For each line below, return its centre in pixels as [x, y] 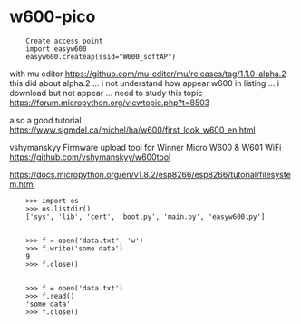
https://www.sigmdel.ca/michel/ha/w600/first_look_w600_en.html [132, 130]
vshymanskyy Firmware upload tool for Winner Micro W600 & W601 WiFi [146, 147]
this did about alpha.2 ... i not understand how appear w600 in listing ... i [144, 83]
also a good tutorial [45, 120]
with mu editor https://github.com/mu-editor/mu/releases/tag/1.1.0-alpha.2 [148, 74]
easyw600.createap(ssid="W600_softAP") [101, 56]
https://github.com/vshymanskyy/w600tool [90, 157]
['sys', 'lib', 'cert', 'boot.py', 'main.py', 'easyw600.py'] [146, 216]
